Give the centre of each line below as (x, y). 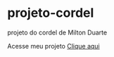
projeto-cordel (51, 13)
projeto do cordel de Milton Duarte (57, 32)
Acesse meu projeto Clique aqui (53, 46)
